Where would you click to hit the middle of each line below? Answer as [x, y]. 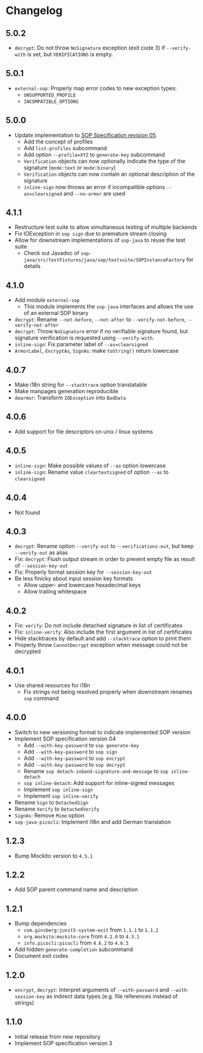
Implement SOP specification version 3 [63, 1043]
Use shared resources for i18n [52, 685]
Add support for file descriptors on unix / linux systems [84, 432]
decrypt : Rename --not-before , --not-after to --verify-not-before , [100, 320]
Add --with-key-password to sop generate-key [81, 745]
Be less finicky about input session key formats [74, 579]
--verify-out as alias [41, 552]
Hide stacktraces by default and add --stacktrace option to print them [103, 639]
